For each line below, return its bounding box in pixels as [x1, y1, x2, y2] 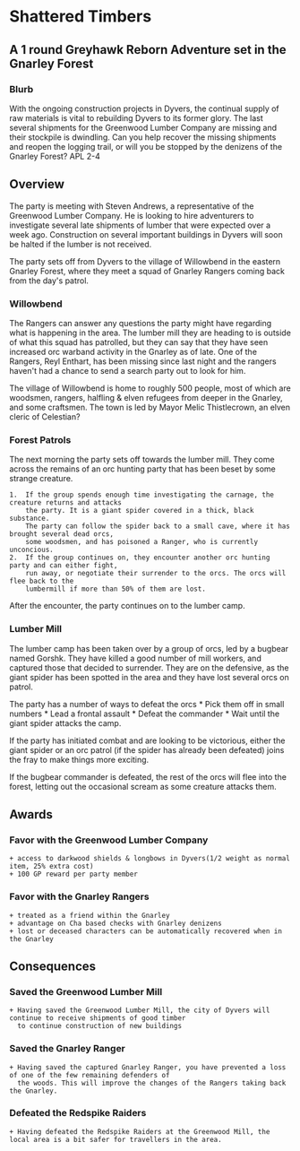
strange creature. [9, 473, 73, 484]
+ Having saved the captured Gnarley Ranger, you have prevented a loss [9, 1062, 287, 1072]
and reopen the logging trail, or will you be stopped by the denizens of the [9, 141, 283, 151]
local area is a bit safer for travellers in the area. [9, 1135, 222, 1144]
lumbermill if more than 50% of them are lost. [25, 584, 206, 593]
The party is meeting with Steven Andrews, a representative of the [9, 200, 254, 212]
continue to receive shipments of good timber [9, 1014, 186, 1023]
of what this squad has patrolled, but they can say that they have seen [9, 336, 269, 347]
